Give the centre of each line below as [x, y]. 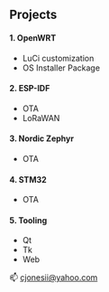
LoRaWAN [41, 118]
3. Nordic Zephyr [42, 138]
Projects [33, 15]
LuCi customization [58, 58]
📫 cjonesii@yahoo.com [54, 278]
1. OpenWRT [33, 38]
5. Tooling [28, 220]
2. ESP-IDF [30, 89]
